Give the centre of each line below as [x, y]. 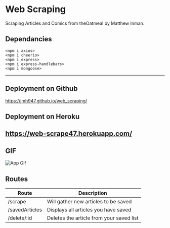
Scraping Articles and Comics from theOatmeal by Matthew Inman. [75, 23]
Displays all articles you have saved [89, 209]
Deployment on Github [41, 89]
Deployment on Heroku [42, 116]
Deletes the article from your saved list [93, 218]
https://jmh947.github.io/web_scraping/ [46, 101]
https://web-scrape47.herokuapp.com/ [69, 134]
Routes [17, 179]
